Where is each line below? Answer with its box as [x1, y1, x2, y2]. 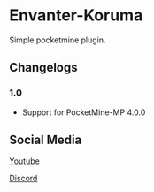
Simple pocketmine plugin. [9, 35, 106, 45]
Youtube [9, 156, 40, 166]
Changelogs [9, 60, 78, 75]
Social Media [9, 133, 82, 148]
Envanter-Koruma [9, 5, 143, 26]
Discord [9, 173, 38, 184]
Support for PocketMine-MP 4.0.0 [21, 107, 146, 118]
